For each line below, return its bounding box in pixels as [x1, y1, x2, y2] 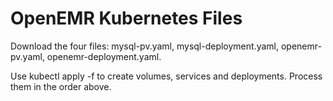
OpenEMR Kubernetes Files [10, 7, 243, 30]
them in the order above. [10, 80, 112, 92]
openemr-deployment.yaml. [46, 50, 162, 62]
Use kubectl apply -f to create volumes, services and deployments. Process [10, 70, 323, 82]
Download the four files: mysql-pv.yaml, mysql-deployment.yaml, [10, 40, 280, 52]
